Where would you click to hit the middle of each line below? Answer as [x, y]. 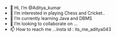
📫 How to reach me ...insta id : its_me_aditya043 [60, 29]
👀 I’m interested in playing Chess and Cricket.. [57, 13]
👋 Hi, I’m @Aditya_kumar [35, 8]
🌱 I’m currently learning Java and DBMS [51, 18]
